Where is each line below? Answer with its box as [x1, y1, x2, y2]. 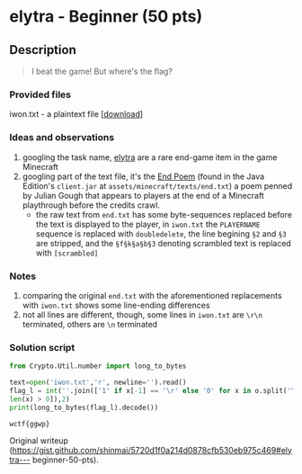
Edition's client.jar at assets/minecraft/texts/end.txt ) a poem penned [22, 180, 293, 191]
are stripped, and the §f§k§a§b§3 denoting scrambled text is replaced [35, 237, 292, 248]
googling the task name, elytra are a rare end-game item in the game [22, 151, 278, 163]
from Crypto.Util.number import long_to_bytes [9, 362, 187, 371]
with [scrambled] [35, 247, 99, 258]
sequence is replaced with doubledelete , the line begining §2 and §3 [35, 228, 287, 239]
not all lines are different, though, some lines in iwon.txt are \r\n [22, 309, 263, 320]
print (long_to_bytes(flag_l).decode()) [9, 403, 159, 412]
